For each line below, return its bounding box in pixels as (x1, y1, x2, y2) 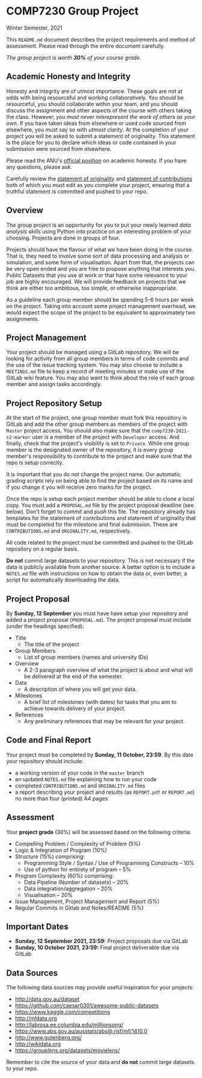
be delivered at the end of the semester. (23, 673, 123, 680)
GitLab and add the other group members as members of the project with (6, 420, 188, 428)
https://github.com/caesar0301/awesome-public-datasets (14, 1002, 159, 1009)
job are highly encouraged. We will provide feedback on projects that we (6, 277, 186, 285)
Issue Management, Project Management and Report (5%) (14, 898, 160, 905)
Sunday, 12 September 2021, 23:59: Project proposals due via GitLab (14, 937, 188, 945)
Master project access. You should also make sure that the (6, 427, 150, 434)
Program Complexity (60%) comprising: (14, 872, 114, 879)
